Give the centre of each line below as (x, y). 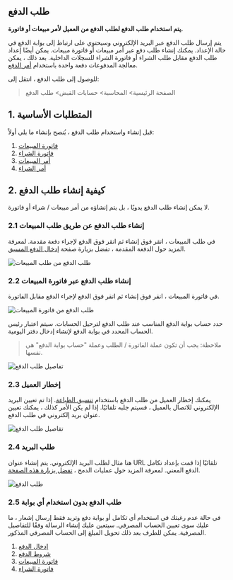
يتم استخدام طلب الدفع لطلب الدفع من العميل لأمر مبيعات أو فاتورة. (96, 28)
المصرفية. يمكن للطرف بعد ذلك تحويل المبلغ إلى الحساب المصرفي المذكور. (107, 532)
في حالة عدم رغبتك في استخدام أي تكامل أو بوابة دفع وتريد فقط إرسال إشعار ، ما (114, 517)
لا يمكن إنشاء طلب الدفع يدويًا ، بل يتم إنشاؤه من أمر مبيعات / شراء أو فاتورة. (109, 207)
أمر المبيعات (34, 160)
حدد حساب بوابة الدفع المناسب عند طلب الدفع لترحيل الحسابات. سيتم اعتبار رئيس (115, 324)
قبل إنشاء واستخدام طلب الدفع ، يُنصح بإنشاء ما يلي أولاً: (81, 132)
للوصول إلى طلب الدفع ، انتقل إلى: (54, 79)
